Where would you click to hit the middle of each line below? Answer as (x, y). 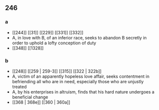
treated (19, 87)
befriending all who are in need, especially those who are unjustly (78, 81)
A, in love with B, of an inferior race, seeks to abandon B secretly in (79, 37)
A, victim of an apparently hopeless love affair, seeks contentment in (81, 76)
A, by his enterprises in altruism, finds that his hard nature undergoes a (83, 92)
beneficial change (30, 97)
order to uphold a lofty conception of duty (54, 43)
